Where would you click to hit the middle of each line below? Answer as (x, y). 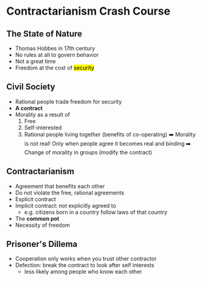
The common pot (37, 218)
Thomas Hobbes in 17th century (55, 48)
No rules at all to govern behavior (57, 55)
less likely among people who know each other (83, 272)
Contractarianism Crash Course (89, 11)
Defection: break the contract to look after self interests (85, 265)
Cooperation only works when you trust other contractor (86, 259)
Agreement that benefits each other (60, 186)
